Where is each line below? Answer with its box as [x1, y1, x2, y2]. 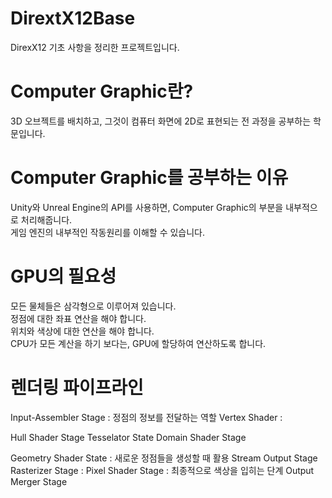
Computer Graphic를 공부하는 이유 [10, 167, 289, 189]
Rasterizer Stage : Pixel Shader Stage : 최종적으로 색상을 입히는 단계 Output [10, 464, 315, 476]
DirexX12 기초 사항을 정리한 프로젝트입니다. [10, 41, 180, 53]
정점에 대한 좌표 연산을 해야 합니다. [10, 312, 147, 324]
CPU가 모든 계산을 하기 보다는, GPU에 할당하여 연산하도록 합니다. [10, 337, 267, 349]
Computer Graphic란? [10, 80, 194, 103]
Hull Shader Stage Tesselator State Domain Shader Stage [10, 431, 247, 443]
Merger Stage [10, 475, 68, 487]
